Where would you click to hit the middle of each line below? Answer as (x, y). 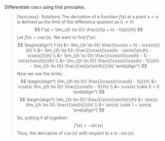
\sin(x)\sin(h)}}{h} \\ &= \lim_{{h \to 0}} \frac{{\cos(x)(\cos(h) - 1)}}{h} (89, 61)
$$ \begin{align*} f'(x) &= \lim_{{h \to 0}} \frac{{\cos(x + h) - (79, 45)
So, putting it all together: (42, 118)
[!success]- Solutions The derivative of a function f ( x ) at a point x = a (87, 17)
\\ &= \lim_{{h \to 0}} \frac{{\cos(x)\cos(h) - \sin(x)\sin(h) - (92, 50)
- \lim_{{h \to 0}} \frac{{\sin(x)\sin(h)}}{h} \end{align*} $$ (89, 66)
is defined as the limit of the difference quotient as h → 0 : (75, 22)
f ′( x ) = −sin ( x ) (89, 125)
